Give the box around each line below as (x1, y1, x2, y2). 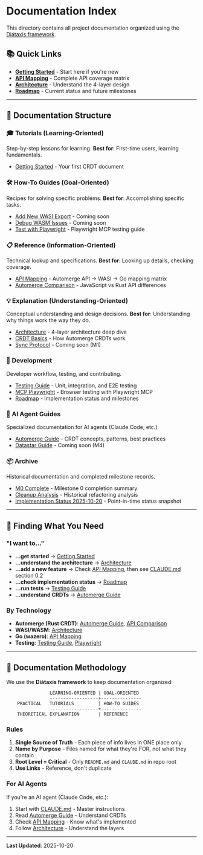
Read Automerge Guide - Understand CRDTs (14, 811, 127, 819)
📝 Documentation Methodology (6, 662, 127, 673)
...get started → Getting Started (14, 552, 95, 560)
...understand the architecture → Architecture (14, 559, 132, 566)
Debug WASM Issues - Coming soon (14, 219, 106, 226)
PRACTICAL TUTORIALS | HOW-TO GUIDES (17, 701, 139, 707)
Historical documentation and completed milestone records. (6, 473, 156, 480)
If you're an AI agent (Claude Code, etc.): (6, 793, 109, 801)
